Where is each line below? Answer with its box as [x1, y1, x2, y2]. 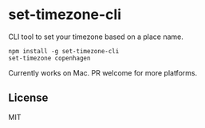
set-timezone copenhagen [8, 54, 91, 62]
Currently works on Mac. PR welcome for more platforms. [8, 68, 198, 77]
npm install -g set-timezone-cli [8, 47, 120, 55]
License [8, 91, 49, 105]
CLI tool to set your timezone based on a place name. [8, 32, 183, 41]
